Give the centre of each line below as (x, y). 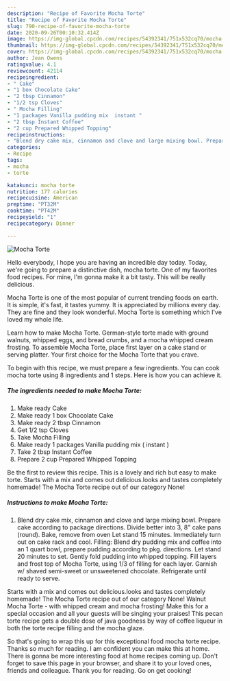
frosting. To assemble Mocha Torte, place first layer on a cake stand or (107, 347)
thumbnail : (23, 45)
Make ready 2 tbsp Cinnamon (59, 422)
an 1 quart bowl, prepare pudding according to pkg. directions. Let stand (119, 549)
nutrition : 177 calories (42, 192)
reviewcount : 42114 (35, 71)
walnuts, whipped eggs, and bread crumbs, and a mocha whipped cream (110, 339)
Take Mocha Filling (43, 437)
